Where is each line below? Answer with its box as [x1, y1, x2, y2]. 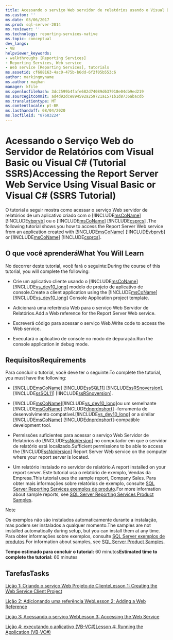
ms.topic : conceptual [5, 37, 52, 42]
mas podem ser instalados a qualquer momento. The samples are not [5, 522, 151, 528]
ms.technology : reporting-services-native [5, 31, 98, 37]
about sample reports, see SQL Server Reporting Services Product [12, 491, 154, 497]
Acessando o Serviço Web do [5, 135, 134, 147]
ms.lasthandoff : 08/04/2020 [5, 108, 66, 113]
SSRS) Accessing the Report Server [5, 168, 159, 180]
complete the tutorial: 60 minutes [5, 554, 78, 560]
